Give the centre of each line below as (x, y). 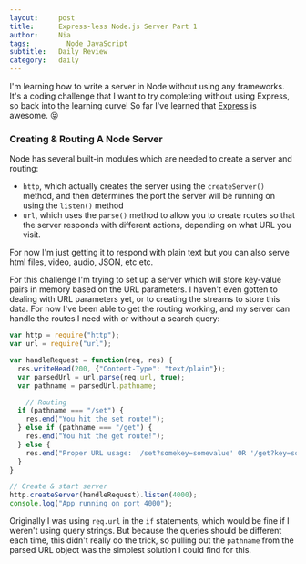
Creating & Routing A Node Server (86, 139)
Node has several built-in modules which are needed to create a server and (151, 159)
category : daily (44, 60)
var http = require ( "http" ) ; (65, 335)
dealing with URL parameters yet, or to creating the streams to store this (145, 299)
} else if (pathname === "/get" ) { (85, 428)
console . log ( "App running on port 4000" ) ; (91, 504)
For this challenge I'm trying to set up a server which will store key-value (146, 280)
